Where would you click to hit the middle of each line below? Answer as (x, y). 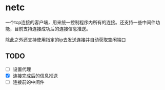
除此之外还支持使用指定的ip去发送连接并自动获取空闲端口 (66, 40)
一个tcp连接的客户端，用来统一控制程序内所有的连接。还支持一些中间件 (81, 22)
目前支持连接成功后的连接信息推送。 (52, 29)
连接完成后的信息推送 (35, 76)
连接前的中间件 (28, 82)
